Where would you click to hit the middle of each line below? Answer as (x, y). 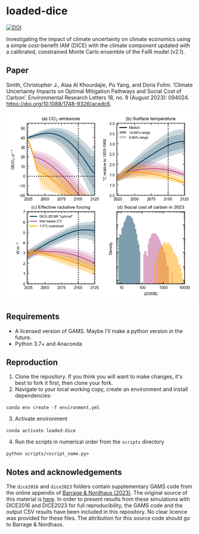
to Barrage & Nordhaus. (35, 524)
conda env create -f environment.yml (53, 408)
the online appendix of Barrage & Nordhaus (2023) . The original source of (97, 493)
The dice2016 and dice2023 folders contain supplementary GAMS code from (99, 486)
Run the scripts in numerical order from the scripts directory (90, 442)
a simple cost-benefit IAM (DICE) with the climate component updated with (98, 45)
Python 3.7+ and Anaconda (48, 343)
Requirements (33, 317)
